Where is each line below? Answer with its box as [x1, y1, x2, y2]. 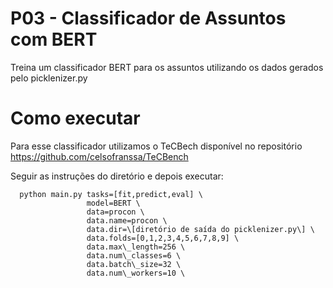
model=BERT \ [86, 198, 141, 208]
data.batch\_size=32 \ [86, 259, 182, 269]
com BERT [10, 28, 98, 51]
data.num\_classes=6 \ [86, 250, 182, 261]
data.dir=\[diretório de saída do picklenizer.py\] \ [86, 224, 315, 234]
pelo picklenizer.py [10, 72, 88, 84]
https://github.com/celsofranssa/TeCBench [10, 150, 189, 162]
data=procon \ [86, 207, 145, 217]
